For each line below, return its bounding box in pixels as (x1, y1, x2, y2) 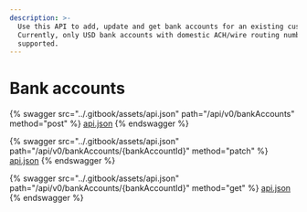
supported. (17, 38, 59, 48)
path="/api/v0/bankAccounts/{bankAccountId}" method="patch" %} (9, 145, 269, 156)
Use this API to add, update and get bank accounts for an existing (17, 22, 284, 31)
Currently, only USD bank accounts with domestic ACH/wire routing (17, 30, 281, 39)
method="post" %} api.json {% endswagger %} (9, 118, 189, 129)
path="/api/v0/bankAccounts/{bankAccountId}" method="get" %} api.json (9, 183, 291, 194)
